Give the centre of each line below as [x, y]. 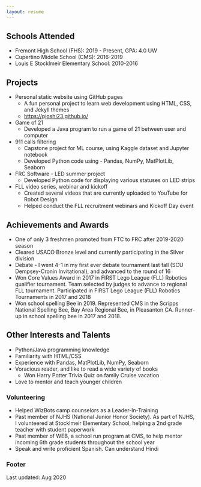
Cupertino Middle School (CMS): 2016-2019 [69, 57]
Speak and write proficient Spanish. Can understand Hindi [87, 449]
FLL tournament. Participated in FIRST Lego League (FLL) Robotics [97, 291]
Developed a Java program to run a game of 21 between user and [105, 129]
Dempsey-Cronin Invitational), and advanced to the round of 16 [93, 271]
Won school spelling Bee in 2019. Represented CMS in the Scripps [97, 303]
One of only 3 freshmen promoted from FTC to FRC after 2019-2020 [99, 239]
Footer [16, 465]
